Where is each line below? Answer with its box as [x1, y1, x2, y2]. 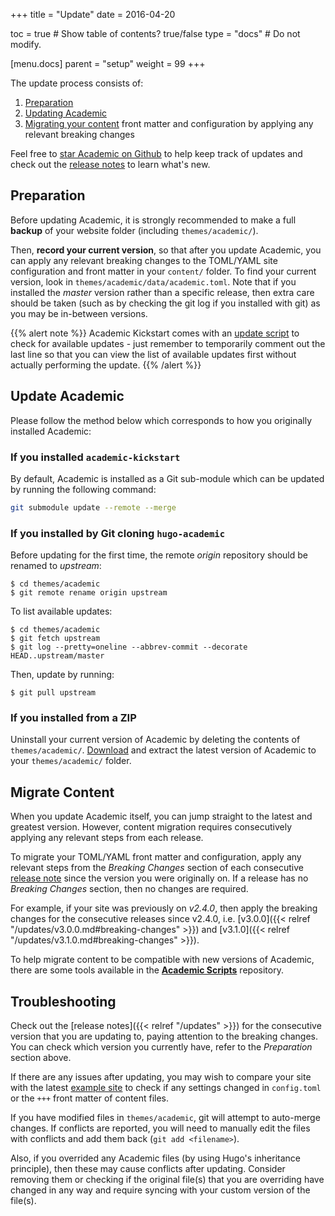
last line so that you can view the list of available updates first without [10, 348, 297, 360]
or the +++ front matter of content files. [10, 1092, 170, 1104]
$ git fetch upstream [10, 634, 101, 644]
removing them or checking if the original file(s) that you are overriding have [10, 1174, 325, 1186]
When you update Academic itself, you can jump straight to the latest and [10, 810, 313, 823]
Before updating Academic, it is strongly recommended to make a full [10, 214, 297, 226]
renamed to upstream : [10, 560, 102, 572]
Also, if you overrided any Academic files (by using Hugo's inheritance [10, 1152, 301, 1164]
